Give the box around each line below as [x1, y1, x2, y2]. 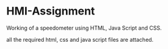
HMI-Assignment [6, 4, 95, 18]
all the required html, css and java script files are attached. [6, 36, 154, 43]
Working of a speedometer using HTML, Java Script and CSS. [6, 24, 162, 31]
